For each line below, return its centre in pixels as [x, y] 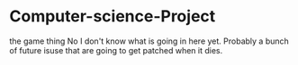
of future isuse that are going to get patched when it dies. [116, 50]
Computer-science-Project [113, 16]
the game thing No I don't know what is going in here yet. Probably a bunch [149, 41]
